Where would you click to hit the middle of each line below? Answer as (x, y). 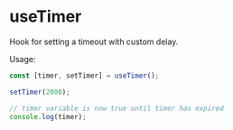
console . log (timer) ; (48, 116)
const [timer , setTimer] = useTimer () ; (84, 75)
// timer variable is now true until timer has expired (116, 108)
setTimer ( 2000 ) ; (40, 92)
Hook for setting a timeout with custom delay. (94, 42)
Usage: (23, 59)
